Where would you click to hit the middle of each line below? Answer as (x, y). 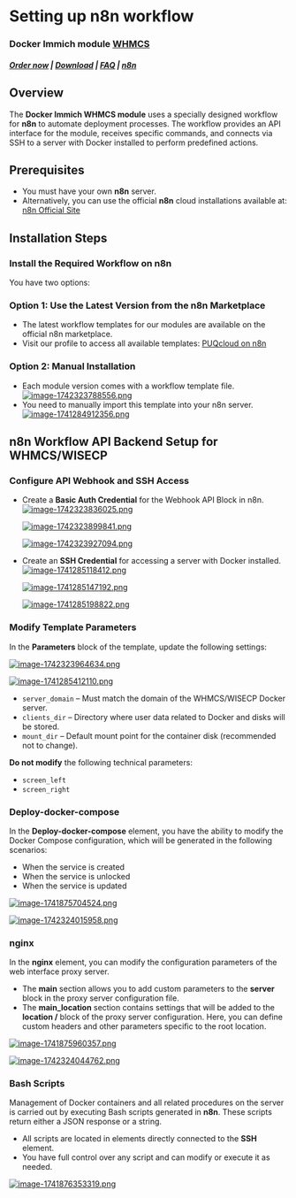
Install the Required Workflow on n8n (91, 263)
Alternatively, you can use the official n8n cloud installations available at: (154, 201)
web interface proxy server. (59, 971)
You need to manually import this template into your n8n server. (137, 404)
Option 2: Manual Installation (72, 366)
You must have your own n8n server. (89, 191)
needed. (37, 1167)
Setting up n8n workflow (102, 16)
